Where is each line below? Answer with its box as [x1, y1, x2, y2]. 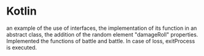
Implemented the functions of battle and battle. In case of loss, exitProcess [6, 37, 195, 44]
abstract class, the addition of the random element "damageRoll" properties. [6, 30, 199, 38]
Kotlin [6, 4, 37, 18]
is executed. [6, 44, 37, 51]
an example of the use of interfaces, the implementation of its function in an [6, 24, 197, 32]
